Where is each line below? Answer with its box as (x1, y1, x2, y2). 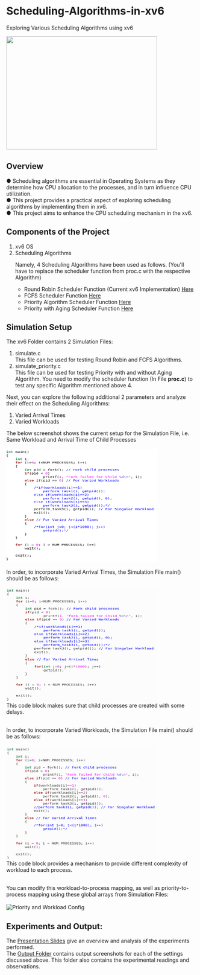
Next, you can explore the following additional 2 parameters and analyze (6, 393, 186, 401)
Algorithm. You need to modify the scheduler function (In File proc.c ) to (14, 375, 193, 383)
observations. (6, 963, 40, 970)
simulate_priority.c (14, 363, 61, 370)
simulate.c (14, 350, 41, 357)
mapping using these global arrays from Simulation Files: (27, 891, 169, 898)
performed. (6, 944, 34, 951)
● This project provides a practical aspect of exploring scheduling (6, 196, 171, 203)
